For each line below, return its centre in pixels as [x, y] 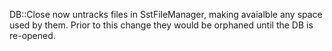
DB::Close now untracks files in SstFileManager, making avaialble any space [166, 14]
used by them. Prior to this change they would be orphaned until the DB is [161, 25]
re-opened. [32, 35]
